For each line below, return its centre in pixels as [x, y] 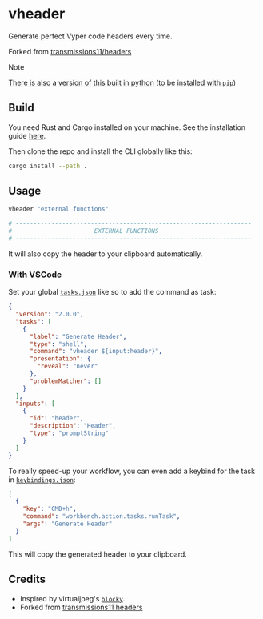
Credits [27, 579]
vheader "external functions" [59, 209]
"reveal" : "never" [68, 366]
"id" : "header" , [56, 418]
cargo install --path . [48, 166]
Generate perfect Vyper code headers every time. [91, 36]
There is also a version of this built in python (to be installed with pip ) [122, 82]
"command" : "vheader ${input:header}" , [96, 352]
